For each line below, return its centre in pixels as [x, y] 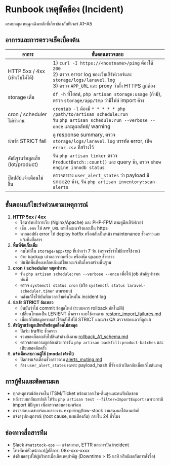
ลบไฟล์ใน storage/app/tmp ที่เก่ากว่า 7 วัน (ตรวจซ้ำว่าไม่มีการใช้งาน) [80, 251]
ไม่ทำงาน [16, 120]
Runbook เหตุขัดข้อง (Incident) [65, 9]
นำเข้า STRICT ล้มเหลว [33, 302]
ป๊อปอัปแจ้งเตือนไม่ [26, 178]
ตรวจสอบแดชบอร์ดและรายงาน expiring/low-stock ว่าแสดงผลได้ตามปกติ [76, 411]
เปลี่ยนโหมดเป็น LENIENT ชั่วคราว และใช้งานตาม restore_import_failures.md [91, 314]
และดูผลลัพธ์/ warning [88, 126]
